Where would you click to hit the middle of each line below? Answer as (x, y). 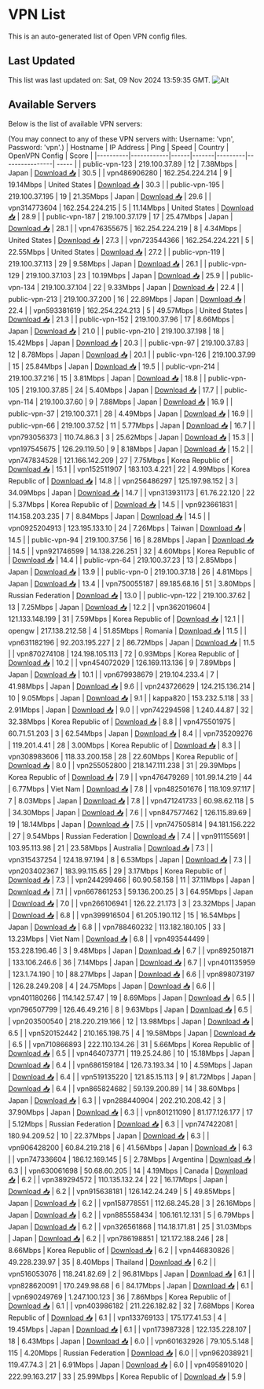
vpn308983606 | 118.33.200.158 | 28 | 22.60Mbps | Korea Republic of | (123, 756)
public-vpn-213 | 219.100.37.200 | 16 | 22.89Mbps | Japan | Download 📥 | (127, 299)
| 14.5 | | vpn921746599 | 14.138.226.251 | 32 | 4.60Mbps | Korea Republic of (132, 551)
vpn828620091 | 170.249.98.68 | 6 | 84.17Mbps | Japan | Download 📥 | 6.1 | (131, 1285)
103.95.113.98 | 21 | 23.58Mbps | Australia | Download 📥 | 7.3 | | (111, 847)
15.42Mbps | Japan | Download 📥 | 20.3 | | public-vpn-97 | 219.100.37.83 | (128, 343)
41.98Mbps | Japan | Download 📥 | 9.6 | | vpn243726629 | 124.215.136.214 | (132, 686)
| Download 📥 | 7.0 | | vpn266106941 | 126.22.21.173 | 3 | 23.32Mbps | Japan (132, 903)
